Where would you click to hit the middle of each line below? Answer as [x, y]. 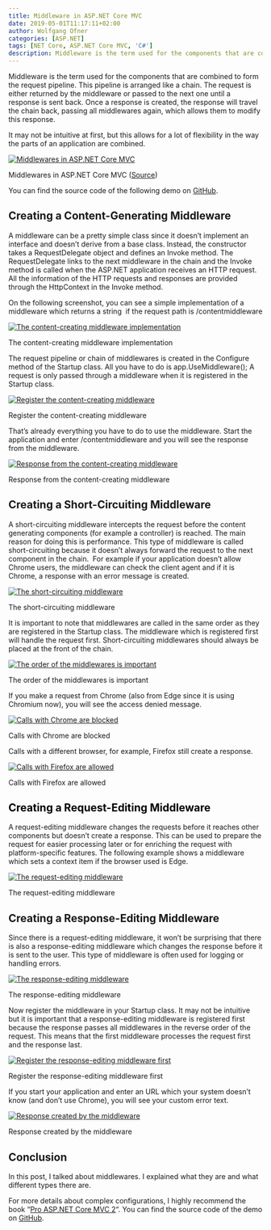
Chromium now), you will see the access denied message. [105, 704]
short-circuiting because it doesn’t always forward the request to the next [131, 550]
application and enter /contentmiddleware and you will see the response [128, 439]
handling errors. [35, 963]
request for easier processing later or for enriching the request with [120, 845]
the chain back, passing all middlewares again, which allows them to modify [134, 111]
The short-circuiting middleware [62, 607]
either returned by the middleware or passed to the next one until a [120, 93]
